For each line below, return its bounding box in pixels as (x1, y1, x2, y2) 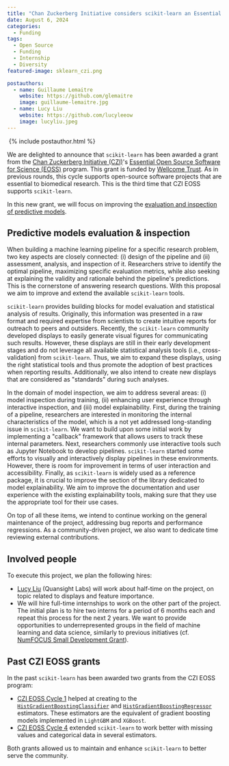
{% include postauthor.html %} (8, 137, 96, 145)
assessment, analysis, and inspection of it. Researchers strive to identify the (7, 260, 221, 268)
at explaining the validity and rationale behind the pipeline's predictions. (7, 275, 210, 283)
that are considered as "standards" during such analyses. (7, 375, 170, 384)
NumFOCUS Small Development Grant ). (16, 636, 129, 644)
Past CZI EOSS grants (7, 655, 100, 667)
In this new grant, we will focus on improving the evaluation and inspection (7, 200, 217, 208)
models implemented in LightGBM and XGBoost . (16, 717, 147, 725)
